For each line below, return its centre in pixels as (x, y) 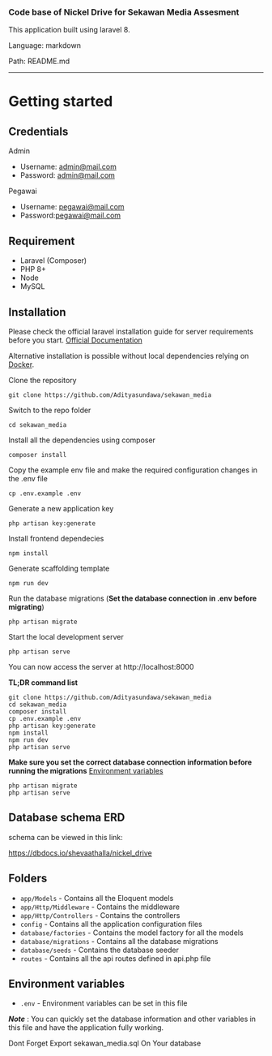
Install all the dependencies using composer (82, 440)
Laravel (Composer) (53, 261)
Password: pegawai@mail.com (70, 216)
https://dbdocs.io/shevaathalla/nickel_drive (80, 853)
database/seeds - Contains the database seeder (100, 950)
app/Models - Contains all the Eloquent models (97, 898)
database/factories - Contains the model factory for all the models (132, 933)
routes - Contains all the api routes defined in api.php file (115, 958)
